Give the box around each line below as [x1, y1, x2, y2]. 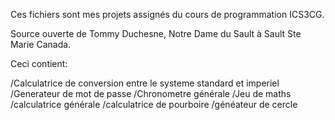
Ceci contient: [10, 58, 68, 69]
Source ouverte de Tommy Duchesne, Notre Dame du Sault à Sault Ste [10, 28, 302, 39]
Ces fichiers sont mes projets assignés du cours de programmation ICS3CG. [10, 9, 325, 20]
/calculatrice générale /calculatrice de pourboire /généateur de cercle [10, 99, 298, 110]
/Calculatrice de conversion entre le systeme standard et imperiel [10, 77, 280, 89]
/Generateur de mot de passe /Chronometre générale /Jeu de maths [10, 88, 292, 99]
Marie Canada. [10, 39, 72, 50]
